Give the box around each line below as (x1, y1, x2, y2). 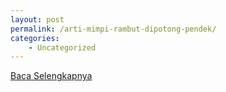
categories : (10, 33, 60, 43)
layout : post (10, 14, 65, 25)
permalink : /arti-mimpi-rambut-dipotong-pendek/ (10, 24, 217, 34)
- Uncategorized (28, 42, 97, 53)
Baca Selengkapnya (10, 70, 93, 82)
